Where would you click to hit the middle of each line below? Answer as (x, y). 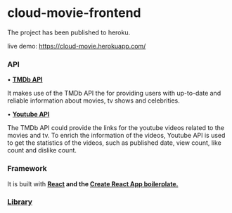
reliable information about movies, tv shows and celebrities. (94, 101)
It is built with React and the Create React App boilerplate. (93, 183)
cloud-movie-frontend (74, 13)
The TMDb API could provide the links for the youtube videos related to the (116, 128)
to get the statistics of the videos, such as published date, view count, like (114, 143)
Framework (27, 169)
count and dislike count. (42, 150)
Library (20, 202)
